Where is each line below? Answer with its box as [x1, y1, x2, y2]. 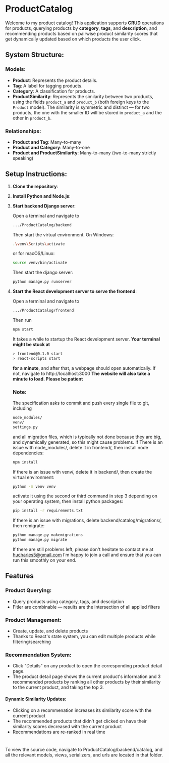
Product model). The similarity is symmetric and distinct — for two [12, 104, 150, 110]
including [12, 405, 32, 411]
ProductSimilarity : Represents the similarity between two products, [12, 93, 154, 99]
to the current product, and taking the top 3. [12, 684, 104, 691]
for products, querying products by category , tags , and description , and [5, 25, 157, 31]
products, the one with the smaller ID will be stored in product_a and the [12, 109, 162, 115]
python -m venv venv [12, 484, 56, 489]
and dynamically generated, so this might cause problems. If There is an [12, 439, 163, 445]
